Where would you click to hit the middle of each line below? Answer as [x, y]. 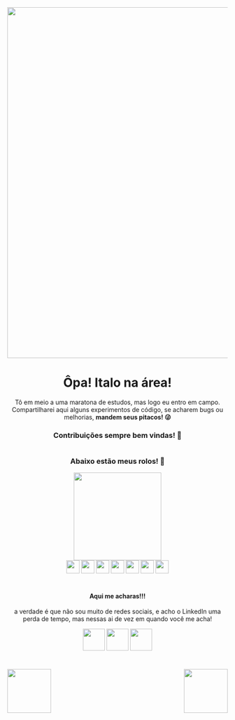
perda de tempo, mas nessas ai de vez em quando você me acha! [117, 619]
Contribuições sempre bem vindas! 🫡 [117, 435]
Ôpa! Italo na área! [117, 383]
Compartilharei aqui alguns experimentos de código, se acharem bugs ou [117, 409]
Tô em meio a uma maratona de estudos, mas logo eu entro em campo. [117, 402]
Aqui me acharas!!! [117, 596]
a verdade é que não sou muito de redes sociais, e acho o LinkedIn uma [117, 612]
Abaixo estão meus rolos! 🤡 [117, 461]
